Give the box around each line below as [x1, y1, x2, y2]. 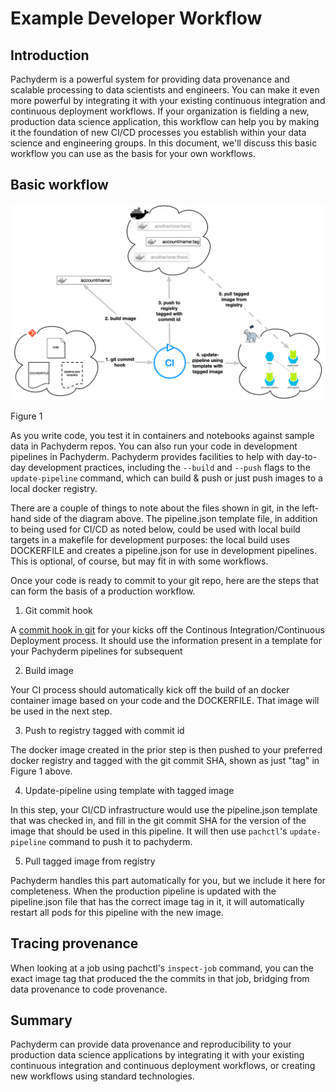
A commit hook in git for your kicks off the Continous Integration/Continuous [10, 623, 325, 636]
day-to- [285, 450, 318, 462]
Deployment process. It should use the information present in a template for [10, 634, 322, 646]
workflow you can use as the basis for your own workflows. [10, 148, 256, 159]
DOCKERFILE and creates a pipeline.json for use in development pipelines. [10, 544, 317, 556]
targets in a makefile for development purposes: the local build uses [10, 533, 290, 546]
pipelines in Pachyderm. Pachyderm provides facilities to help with [10, 450, 284, 462]
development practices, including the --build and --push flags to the [28, 461, 311, 473]
